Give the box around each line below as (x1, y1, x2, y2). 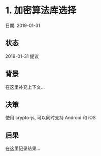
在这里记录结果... (5, 145, 41, 151)
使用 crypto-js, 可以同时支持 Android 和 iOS (5, 115, 96, 121)
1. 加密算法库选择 (5, 5, 77, 16)
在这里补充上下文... (5, 84, 45, 90)
